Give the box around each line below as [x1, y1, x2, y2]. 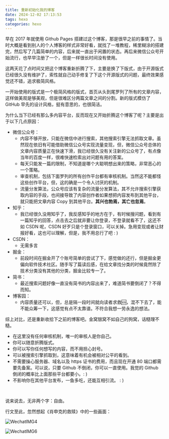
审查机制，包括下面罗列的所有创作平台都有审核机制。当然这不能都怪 [20, 173, 161, 179]
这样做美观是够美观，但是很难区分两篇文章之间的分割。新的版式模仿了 [5, 95, 151, 101]
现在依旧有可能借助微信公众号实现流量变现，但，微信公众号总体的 [24, 142, 161, 148]
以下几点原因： [9, 118, 41, 124]
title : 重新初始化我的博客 [5, 7, 55, 13]
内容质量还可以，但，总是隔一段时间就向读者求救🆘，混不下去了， [20, 299, 157, 305]
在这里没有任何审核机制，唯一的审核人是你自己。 [12, 333, 114, 339]
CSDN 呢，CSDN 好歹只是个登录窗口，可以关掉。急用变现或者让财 [26, 224, 164, 230]
